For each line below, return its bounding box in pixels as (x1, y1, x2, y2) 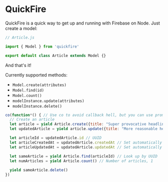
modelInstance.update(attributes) (12, 98, 84, 103)
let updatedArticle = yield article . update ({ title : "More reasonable (9, 126, 157, 131)
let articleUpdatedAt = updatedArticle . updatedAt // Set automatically (9, 144, 162, 149)
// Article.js (5, 35, 35, 40)
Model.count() (12, 93, 42, 98)
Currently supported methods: (5, 71, 67, 78)
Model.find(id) (12, 87, 44, 93)
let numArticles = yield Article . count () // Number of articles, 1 (9, 158, 153, 163)
